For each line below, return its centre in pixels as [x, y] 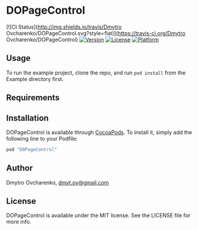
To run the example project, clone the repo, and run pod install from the [96, 73]
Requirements [33, 98]
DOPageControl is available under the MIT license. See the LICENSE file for [98, 216]
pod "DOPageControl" [32, 150]
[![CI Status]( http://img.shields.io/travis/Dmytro [64, 27]
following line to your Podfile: [42, 138]
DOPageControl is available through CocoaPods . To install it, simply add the [99, 132]
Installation [27, 118]
